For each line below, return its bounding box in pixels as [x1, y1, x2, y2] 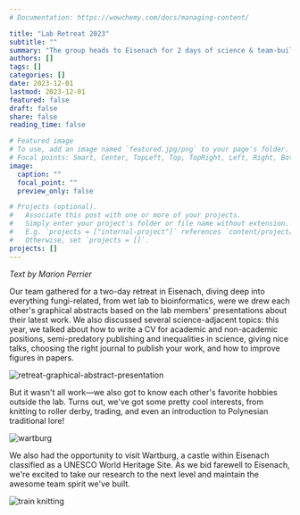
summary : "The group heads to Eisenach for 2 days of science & [9, 46, 254, 54]
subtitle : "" [9, 37, 58, 46]
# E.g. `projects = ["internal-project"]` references [9, 228, 221, 237]
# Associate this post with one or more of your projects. [9, 211, 242, 220]
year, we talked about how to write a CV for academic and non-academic [9, 323, 279, 335]
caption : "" [17, 170, 62, 179]
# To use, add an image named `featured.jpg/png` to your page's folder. [9, 145, 290, 154]
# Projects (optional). [9, 203, 98, 212]
